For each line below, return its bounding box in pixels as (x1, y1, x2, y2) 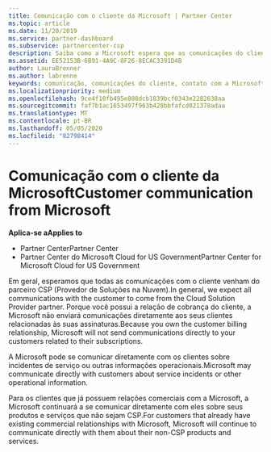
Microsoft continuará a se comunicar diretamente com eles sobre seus (8, 401, 244, 412)
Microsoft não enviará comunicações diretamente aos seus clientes (8, 310, 233, 320)
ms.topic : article (8, 19, 70, 27)
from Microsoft (8, 201, 111, 219)
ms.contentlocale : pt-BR (8, 117, 92, 125)
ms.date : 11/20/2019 (8, 27, 78, 35)
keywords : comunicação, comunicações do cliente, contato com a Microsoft (8, 79, 265, 87)
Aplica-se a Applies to (8, 228, 83, 237)
